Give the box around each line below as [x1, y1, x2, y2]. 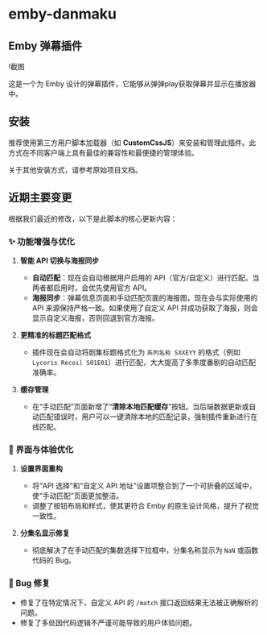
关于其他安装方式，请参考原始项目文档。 [8, 164, 142, 174]
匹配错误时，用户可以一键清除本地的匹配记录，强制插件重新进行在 [39, 412, 258, 421]
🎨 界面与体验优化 [8, 444, 74, 455]
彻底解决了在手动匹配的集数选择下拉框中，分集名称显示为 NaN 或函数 [31, 546, 259, 555]
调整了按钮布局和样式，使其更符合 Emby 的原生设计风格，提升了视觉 [31, 501, 260, 511]
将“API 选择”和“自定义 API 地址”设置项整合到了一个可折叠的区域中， [31, 481, 257, 491]
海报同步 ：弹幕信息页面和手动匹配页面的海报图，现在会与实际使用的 [31, 293, 258, 302]
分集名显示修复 [19, 529, 70, 538]
